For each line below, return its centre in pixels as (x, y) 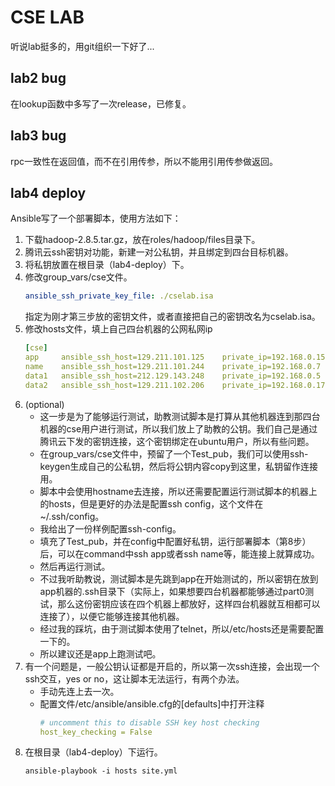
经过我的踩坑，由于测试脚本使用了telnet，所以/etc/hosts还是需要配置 (182, 628)
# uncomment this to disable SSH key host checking (149, 722)
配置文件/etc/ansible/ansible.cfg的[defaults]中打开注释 (152, 703)
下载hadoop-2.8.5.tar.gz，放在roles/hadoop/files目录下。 (142, 240)
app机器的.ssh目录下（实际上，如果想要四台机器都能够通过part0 (172, 591)
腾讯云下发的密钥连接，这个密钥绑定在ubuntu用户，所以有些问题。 (177, 441)
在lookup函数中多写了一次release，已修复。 (101, 103)
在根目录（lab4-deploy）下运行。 (93, 752)
